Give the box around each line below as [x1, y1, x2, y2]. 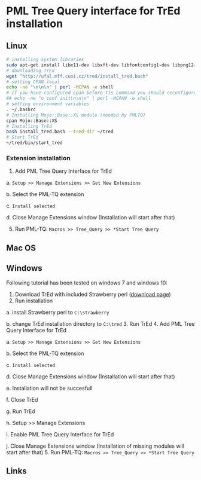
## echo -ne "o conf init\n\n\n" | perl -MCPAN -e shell [6, 96, 151, 102]
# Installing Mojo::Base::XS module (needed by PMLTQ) [6, 112, 146, 118]
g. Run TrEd [6, 408, 35, 415]
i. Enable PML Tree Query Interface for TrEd [6, 430, 114, 438]
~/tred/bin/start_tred [6, 140, 63, 146]
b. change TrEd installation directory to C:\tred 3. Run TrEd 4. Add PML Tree [6, 320, 196, 327]
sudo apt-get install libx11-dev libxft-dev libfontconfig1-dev [6, 62, 170, 68]
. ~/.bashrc [6, 106, 36, 112]
